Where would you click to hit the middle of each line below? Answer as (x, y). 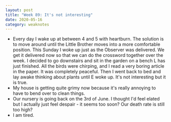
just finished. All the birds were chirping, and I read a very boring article (88, 66)
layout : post (19, 10)
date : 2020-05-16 (24, 19)
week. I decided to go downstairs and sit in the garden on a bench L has (89, 61)
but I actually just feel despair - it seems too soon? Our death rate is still (89, 104)
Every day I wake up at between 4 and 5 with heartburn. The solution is (88, 39)
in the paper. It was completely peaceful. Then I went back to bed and (87, 72)
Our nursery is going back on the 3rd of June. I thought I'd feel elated (86, 99)
